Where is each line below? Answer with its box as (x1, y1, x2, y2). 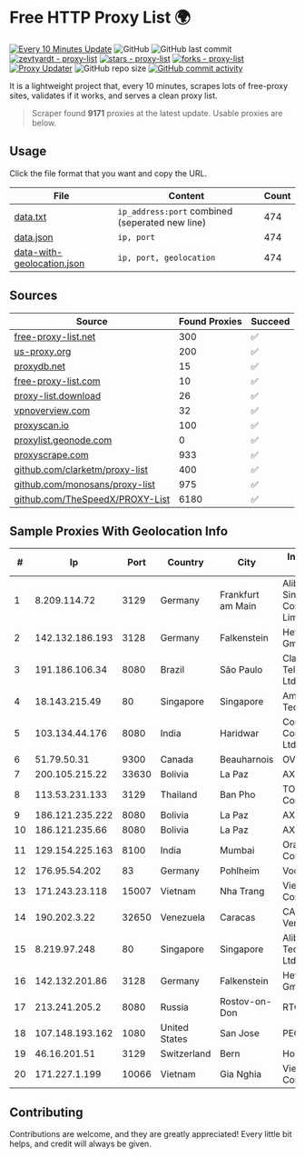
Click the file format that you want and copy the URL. (9, 167, 207, 178)
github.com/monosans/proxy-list (14, 478, 156, 491)
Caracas (219, 911, 256, 923)
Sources (9, 288, 58, 304)
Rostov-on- (219, 995, 272, 1008)
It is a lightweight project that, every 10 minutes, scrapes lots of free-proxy (9, 80, 289, 91)
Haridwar (219, 727, 260, 740)
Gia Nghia (219, 1068, 262, 1081)
